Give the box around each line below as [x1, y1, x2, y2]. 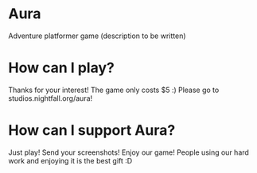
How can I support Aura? [8, 121, 176, 140]
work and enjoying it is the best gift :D [8, 156, 133, 165]
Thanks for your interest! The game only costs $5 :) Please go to [8, 85, 220, 94]
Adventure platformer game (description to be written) [8, 31, 186, 40]
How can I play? [8, 59, 115, 77]
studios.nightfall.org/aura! [8, 93, 93, 103]
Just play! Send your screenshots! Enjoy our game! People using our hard [8, 148, 249, 157]
